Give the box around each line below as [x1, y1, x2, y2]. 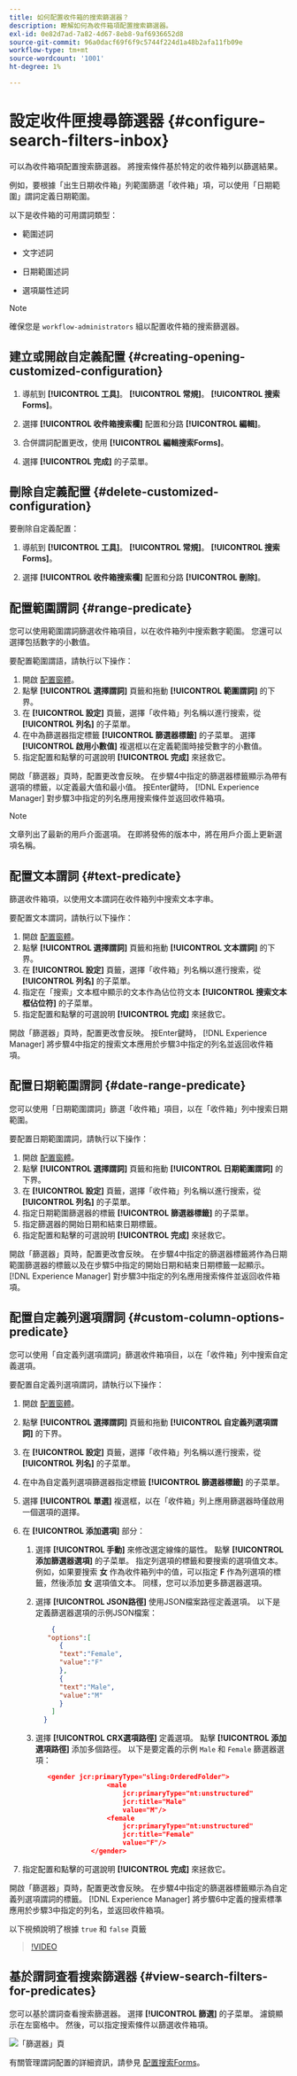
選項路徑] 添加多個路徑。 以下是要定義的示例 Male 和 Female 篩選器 [34, 1744, 278, 1754]
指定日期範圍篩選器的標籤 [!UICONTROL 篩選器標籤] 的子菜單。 [21, 1207, 254, 1218]
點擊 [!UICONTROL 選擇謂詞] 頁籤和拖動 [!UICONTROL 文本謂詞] [21, 943, 258, 953]
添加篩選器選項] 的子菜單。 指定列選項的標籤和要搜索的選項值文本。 [34, 1555, 283, 1566]
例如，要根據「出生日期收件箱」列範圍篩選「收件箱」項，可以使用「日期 [9, 179, 272, 190]
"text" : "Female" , [58, 1650, 124, 1659]
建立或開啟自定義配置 [9, 349, 126, 364]
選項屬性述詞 [21, 284, 69, 295]
